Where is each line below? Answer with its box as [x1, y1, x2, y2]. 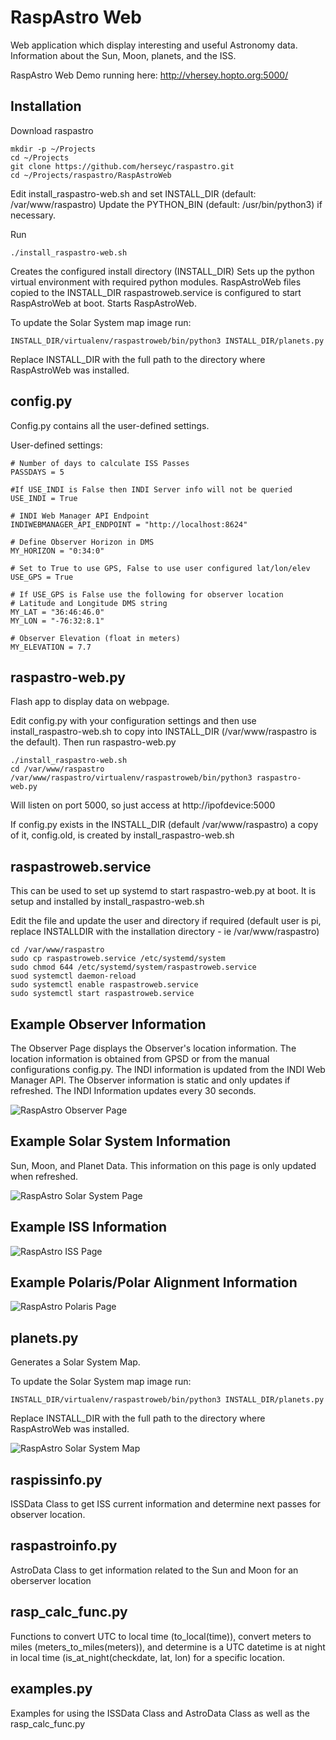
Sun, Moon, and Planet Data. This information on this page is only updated [10, 1159, 317, 1171]
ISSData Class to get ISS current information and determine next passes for [10, 1498, 322, 1510]
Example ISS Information [10, 1219, 168, 1236]
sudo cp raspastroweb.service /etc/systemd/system [10, 954, 226, 964]
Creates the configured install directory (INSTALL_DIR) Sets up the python [10, 265, 315, 277]
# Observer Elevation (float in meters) [10, 633, 182, 643]
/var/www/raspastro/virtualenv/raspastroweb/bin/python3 [10, 773, 253, 783]
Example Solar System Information [10, 1133, 232, 1150]
